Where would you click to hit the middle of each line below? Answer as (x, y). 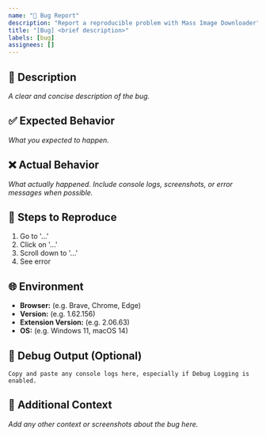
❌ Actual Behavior (54, 165)
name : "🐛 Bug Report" (44, 15)
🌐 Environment (46, 286)
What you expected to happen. (59, 140)
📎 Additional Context (60, 405)
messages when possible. (51, 192)
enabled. (23, 381)
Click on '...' (38, 245)
